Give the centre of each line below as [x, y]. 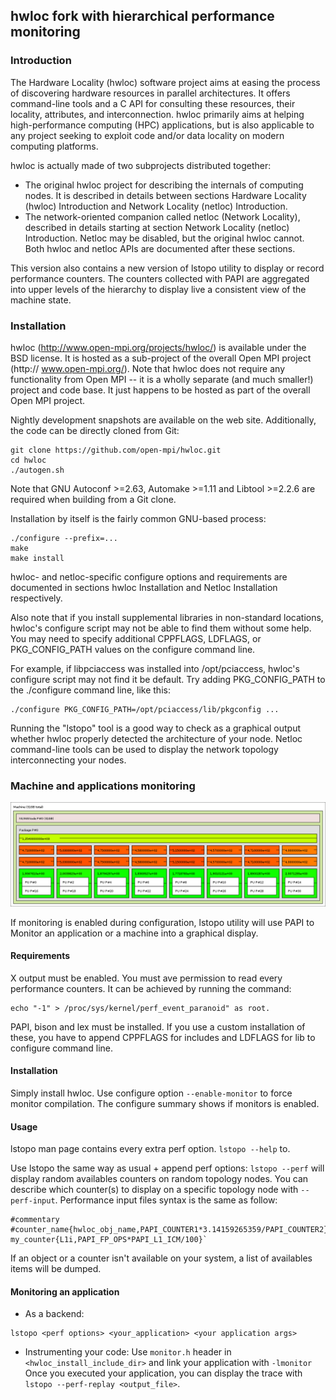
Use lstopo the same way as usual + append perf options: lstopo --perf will [167, 1168]
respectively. [36, 598]
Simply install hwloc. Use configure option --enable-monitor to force [151, 1093]
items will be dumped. [56, 1269]
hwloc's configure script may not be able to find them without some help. [161, 628]
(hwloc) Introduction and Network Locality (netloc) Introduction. [156, 206]
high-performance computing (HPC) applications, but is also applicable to [162, 125]
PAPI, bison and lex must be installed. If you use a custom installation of [158, 1026]
